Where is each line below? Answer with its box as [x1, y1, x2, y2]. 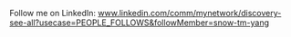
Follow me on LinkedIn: [9, 8, 97, 18]
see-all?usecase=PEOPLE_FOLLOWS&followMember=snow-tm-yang [9, 17, 270, 28]
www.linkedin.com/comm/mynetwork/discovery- [98, 8, 282, 18]
